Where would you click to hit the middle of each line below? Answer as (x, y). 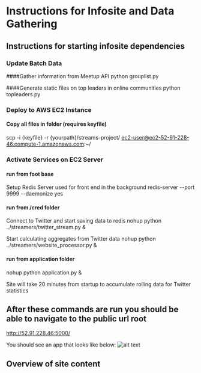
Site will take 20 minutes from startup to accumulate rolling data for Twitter (98, 284)
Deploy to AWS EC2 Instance (49, 109)
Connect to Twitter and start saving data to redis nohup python (84, 221)
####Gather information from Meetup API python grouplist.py (82, 76)
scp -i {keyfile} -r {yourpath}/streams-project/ (63, 137)
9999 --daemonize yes (35, 194)
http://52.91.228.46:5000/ (38, 333)
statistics (17, 291)
